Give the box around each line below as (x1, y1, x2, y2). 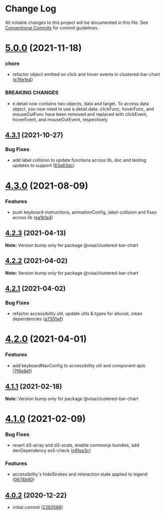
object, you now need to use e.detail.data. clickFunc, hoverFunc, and (12, 106, 155, 112)
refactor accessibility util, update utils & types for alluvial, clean (12, 310, 143, 317)
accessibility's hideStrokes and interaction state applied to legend (12, 471, 148, 477)
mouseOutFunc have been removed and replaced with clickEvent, (12, 111, 148, 117)
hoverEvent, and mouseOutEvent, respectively (12, 116, 108, 122)
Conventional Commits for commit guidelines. (5, 24, 99, 30)
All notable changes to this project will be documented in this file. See (5, 19, 149, 25)
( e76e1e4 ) (12, 77, 33, 83)
